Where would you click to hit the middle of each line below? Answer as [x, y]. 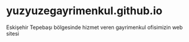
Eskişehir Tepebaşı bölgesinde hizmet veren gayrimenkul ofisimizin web [94, 27]
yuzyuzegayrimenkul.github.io [84, 11]
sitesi [13, 33]
